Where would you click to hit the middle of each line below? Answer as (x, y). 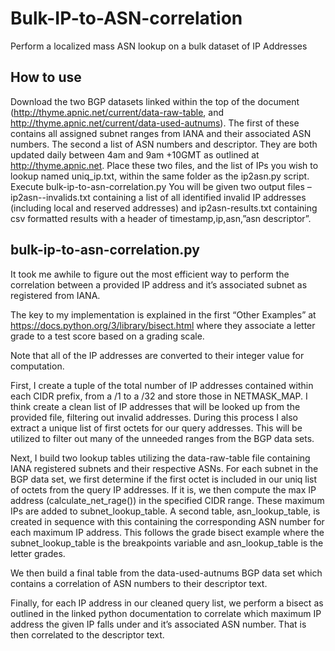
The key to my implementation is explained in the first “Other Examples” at (163, 314)
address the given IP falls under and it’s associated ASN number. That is (158, 624)
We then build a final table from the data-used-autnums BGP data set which (166, 573)
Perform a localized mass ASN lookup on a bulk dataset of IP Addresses (159, 46)
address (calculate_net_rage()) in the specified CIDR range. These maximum (167, 500)
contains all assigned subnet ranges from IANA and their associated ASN (161, 133)
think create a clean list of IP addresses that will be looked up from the (155, 406)
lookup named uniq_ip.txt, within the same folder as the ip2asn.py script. (160, 176)
